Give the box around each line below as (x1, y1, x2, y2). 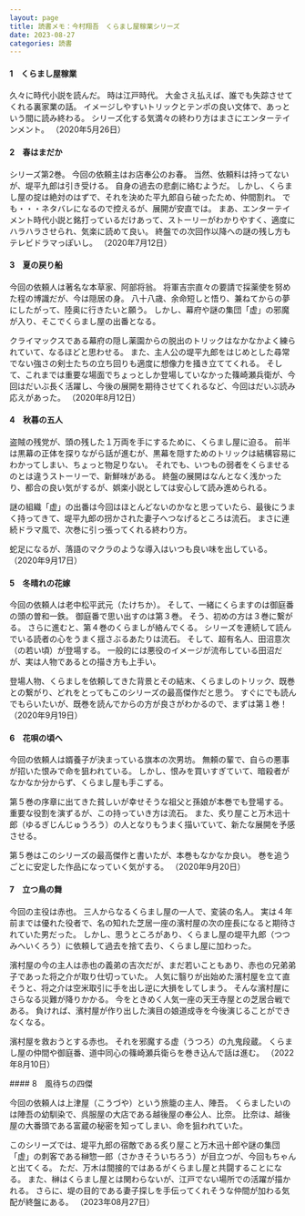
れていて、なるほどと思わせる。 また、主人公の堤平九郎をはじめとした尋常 (9, 346, 290, 357)
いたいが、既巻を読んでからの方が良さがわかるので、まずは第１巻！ (33, 699, 289, 710)
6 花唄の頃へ (9, 732, 64, 743)
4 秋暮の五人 (9, 414, 64, 425)
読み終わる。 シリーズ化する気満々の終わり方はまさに (40, 113, 243, 124)
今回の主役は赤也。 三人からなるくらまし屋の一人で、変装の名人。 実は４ (9, 905, 285, 916)
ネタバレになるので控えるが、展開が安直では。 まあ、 (40, 202, 243, 214)
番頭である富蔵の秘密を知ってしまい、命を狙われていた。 (33, 1119, 249, 1130)
